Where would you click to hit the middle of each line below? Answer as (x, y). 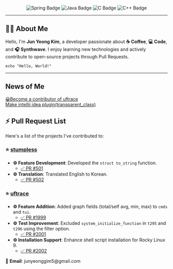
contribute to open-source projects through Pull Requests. (67, 56)
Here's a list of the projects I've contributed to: (55, 136)
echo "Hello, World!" (29, 66)
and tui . (22, 212)
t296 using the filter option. (41, 229)
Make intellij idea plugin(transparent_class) (51, 104)
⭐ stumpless (21, 150)
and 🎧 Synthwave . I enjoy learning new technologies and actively (76, 49)
